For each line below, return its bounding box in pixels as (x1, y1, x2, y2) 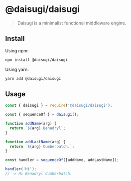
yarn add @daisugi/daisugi (5, 76, 61, 81)
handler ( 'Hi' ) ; (5, 167, 37, 172)
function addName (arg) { (5, 121, 57, 126)
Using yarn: (5, 66, 29, 72)
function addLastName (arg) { (5, 139, 66, 144)
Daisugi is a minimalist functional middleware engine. (17, 20, 127, 26)
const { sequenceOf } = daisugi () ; (5, 112, 79, 117)
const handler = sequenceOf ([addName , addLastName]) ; (5, 158, 120, 163)
